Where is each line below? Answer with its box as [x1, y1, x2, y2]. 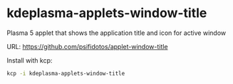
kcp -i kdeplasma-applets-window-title [6, 70, 125, 77]
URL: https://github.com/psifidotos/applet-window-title [6, 42, 168, 51]
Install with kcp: [6, 56, 53, 65]
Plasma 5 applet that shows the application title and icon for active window [6, 28, 226, 37]
